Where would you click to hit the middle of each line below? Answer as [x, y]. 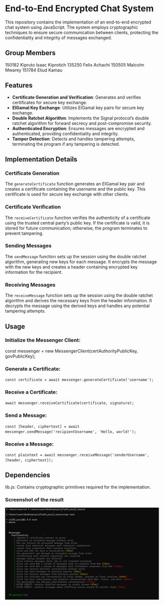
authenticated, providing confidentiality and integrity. [65, 134]
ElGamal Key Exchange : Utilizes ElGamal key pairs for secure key [78, 108]
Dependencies [28, 475]
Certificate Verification [33, 207]
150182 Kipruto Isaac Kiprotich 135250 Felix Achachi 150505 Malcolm [75, 65]
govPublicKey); [20, 356]
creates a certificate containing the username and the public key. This [75, 189]
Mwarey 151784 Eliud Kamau [34, 70]
